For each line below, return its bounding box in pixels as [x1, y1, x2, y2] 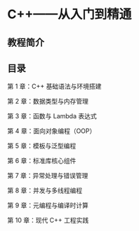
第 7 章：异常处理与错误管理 [7, 171, 88, 180]
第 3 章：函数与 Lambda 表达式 [7, 112, 97, 120]
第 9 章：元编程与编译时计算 [7, 201, 89, 210]
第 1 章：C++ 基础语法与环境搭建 [7, 82, 102, 91]
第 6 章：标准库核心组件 [7, 157, 77, 165]
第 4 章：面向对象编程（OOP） [7, 127, 96, 135]
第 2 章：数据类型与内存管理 [7, 97, 89, 106]
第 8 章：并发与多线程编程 [7, 186, 83, 195]
